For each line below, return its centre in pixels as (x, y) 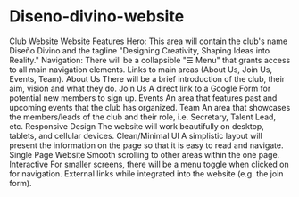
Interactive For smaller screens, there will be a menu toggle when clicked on (149, 164)
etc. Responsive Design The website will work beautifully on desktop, (137, 126)
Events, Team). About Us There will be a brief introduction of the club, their (147, 78)
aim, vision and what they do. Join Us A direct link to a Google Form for (140, 88)
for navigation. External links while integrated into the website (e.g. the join (146, 173)
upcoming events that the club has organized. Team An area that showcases (150, 107)
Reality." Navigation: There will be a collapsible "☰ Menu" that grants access (150, 60)
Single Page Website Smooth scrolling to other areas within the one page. (145, 154)
